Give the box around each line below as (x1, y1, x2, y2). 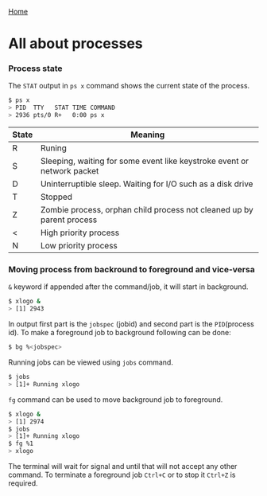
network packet (40, 166, 99, 177)
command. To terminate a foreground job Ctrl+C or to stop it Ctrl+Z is (8, 470, 236, 480)
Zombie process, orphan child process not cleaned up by (40, 205, 254, 216)
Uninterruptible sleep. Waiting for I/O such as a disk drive (40, 178, 253, 189)
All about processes (8, 35, 143, 53)
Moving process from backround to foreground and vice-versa (8, 264, 256, 275)
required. (8, 478, 38, 488)
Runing (40, 143, 68, 154)
